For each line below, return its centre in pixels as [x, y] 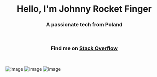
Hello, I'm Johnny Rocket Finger [84, 9]
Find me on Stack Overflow [84, 48]
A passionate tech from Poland [84, 25]
